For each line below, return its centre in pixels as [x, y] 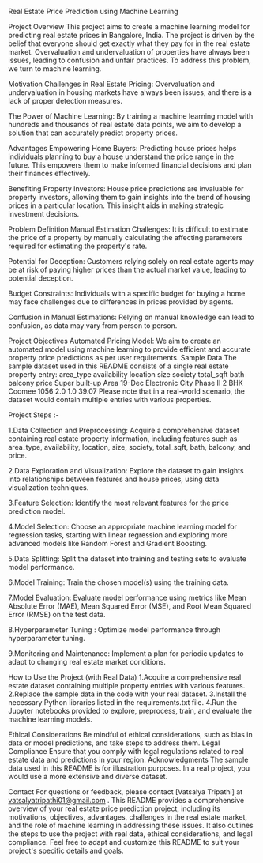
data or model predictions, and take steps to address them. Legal [114, 743]
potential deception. [41, 278]
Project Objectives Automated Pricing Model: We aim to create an [115, 341]
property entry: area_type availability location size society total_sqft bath [126, 374]
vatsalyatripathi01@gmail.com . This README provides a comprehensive [126, 800]
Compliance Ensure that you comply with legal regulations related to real [126, 751]
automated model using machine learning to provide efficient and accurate [130, 349]
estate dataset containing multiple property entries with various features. [127, 686]
